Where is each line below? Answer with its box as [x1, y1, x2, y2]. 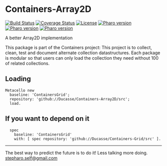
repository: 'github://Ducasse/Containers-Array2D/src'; [9, 96, 130, 101]
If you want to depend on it [5, 114, 89, 123]
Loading [5, 75, 31, 83]
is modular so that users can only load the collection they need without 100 [5, 55, 159, 61]
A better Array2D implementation [5, 35, 73, 41]
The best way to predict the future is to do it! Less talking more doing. [5, 150, 148, 156]
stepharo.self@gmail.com [5, 155, 58, 161]
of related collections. [5, 60, 50, 66]
